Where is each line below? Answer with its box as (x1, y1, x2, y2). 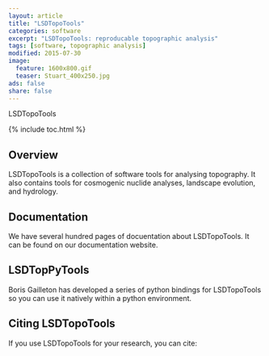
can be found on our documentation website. (8, 240, 158, 249)
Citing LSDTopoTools (8, 316, 116, 331)
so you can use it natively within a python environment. (8, 293, 192, 303)
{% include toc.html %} (8, 124, 86, 134)
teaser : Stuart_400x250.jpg (15, 72, 111, 80)
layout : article (8, 11, 63, 20)
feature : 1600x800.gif (15, 65, 92, 73)
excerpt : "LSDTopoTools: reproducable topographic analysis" (8, 34, 219, 43)
